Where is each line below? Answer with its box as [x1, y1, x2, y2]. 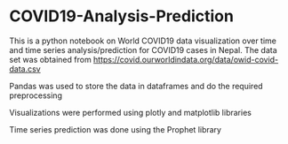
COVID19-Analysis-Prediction [9, 6, 234, 27]
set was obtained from [9, 54, 92, 64]
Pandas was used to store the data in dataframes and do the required [9, 80, 264, 91]
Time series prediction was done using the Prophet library [9, 124, 222, 134]
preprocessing [9, 90, 62, 101]
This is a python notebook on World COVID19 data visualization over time [9, 35, 277, 46]
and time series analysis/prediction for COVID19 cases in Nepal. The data [9, 44, 277, 55]
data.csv [9, 64, 42, 74]
